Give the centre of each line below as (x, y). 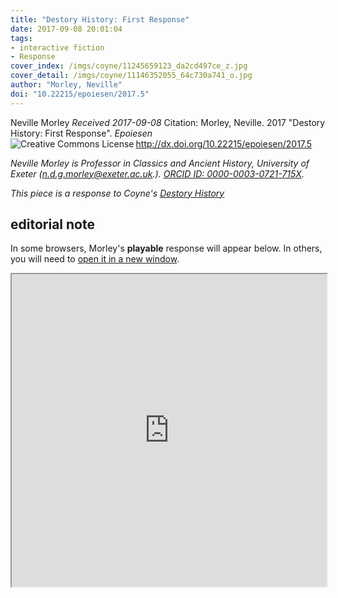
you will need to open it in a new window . (95, 259)
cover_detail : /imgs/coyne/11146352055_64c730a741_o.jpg (131, 76)
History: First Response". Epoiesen (81, 133)
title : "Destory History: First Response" (100, 19)
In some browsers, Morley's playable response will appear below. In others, (166, 248)
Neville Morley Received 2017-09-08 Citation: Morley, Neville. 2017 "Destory (168, 122)
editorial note (52, 224)
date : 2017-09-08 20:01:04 (66, 29)
